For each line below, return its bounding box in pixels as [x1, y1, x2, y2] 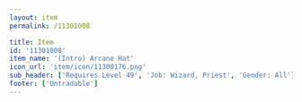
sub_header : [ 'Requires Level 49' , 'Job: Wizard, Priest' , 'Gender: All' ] [9, 71, 296, 81]
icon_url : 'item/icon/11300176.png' [9, 63, 147, 72]
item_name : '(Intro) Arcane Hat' [9, 55, 135, 64]
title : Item [9, 38, 54, 47]
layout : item [9, 13, 58, 22]
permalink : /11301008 [9, 21, 91, 30]
